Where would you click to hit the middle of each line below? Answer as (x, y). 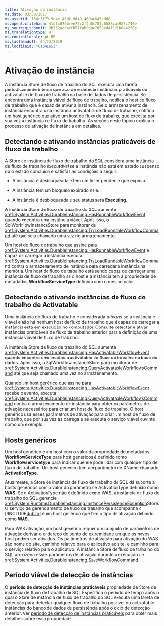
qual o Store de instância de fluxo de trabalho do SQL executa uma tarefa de (82, 597)
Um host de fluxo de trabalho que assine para (51, 245)
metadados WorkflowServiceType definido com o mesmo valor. (70, 282)
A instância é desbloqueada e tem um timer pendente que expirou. (79, 181)
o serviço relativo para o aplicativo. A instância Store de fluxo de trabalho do (82, 549)
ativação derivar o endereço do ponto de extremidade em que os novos (77, 534)
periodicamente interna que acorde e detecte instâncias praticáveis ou (76, 89)
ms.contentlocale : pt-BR (30, 37)
